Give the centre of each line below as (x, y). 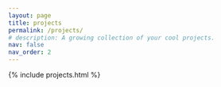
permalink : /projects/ (46, 30)
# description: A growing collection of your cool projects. (112, 38)
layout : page (30, 15)
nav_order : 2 (30, 52)
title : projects (35, 23)
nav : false (26, 45)
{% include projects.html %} (54, 75)
